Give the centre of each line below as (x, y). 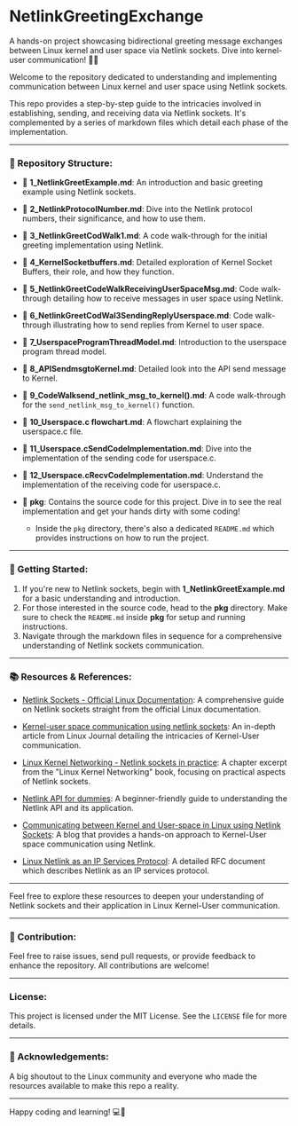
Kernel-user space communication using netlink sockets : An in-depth (149, 726)
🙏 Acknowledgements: (59, 1057)
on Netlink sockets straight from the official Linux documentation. (141, 709)
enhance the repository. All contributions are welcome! (110, 965)
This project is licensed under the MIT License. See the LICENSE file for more (148, 1016)
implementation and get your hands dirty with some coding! (131, 511)
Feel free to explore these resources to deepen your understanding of (137, 896)
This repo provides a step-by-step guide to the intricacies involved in (135, 103)
